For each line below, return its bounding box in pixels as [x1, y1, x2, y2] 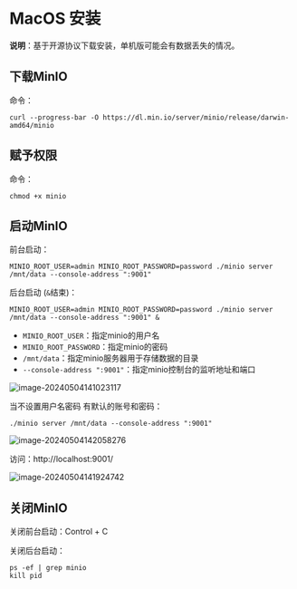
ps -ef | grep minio [9, 564, 88, 573]
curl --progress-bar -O [9, 112, 100, 122]
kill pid [9, 572, 43, 581]
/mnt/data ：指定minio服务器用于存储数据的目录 [22, 352, 199, 363]
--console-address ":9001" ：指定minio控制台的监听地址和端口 [22, 364, 256, 375]
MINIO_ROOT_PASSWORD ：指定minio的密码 [22, 342, 168, 352]
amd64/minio [9, 121, 54, 130]
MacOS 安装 [9, 8, 101, 29]
